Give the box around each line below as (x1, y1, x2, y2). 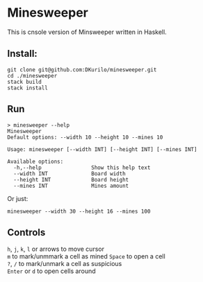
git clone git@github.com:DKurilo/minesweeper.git (7, 66, 157, 73)
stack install (7, 85, 49, 91)
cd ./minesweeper (7, 72, 58, 79)
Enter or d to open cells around (7, 267, 96, 275)
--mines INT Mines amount (13, 182, 129, 189)
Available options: (7, 158, 64, 165)
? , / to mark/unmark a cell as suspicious (7, 260, 122, 268)
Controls (7, 227, 46, 238)
